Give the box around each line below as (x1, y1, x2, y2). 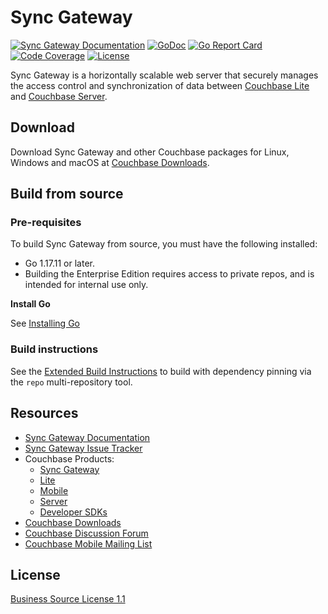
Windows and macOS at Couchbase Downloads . (10, 156, 210, 168)
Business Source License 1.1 (10, 593, 126, 605)
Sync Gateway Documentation (24, 431, 151, 443)
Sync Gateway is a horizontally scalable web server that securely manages (10, 69, 319, 81)
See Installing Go (10, 317, 80, 330)
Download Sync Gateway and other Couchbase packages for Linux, (10, 146, 290, 158)
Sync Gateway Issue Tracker (24, 442, 143, 454)
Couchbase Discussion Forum (24, 527, 149, 539)
